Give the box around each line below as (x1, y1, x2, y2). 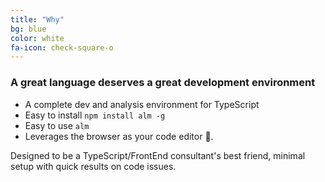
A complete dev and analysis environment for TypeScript (24, 98, 260, 110)
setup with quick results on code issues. (10, 160, 177, 172)
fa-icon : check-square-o (10, 42, 114, 53)
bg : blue (10, 24, 47, 34)
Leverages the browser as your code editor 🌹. (24, 130, 214, 142)
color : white (10, 33, 65, 43)
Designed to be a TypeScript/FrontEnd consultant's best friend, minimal (10, 149, 306, 161)
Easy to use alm (24, 119, 90, 131)
